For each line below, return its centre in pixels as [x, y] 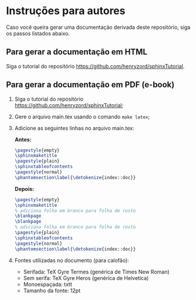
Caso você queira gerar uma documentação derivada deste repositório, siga [98, 27]
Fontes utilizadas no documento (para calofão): [72, 260]
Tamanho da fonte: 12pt [52, 291]
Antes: [23, 139]
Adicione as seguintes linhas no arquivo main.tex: [74, 128]
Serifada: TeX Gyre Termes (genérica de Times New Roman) [97, 272]
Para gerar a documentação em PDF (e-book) [90, 85]
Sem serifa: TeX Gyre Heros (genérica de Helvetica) [86, 278]
